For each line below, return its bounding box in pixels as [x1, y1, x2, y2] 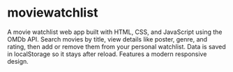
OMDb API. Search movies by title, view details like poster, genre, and [7, 35, 208, 43]
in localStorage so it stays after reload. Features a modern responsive [7, 50, 207, 58]
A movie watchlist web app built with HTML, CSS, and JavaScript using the [7, 28, 223, 36]
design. [7, 57, 29, 65]
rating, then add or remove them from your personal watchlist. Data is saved [7, 42, 227, 51]
